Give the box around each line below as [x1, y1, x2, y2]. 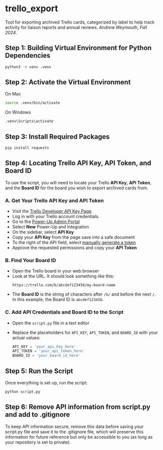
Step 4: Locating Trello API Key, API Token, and [5, 159, 152, 167]
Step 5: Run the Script [5, 367, 73, 375]
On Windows [5, 109, 31, 115]
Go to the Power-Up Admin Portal [12, 219, 80, 225]
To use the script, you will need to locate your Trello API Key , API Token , [5, 179, 152, 185]
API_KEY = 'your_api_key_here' [12, 344, 76, 349]
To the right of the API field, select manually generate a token [12, 239, 136, 245]
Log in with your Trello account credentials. [12, 213, 100, 219]
